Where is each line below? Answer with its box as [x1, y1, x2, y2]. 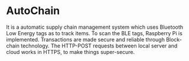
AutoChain [6, 4, 60, 18]
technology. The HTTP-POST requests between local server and [20, 42, 178, 49]
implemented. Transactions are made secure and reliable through [6, 36, 165, 43]
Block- [166, 36, 182, 43]
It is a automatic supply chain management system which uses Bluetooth [6, 23, 184, 30]
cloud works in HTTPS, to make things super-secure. [6, 48, 135, 55]
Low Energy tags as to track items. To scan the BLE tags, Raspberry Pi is [6, 29, 183, 36]
